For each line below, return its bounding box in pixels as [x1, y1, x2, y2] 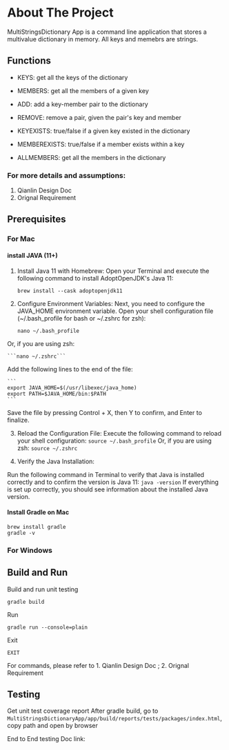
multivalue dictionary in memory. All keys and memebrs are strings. [7, 34, 199, 43]
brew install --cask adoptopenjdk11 [17, 287, 123, 294]
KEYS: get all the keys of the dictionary [17, 73, 128, 81]
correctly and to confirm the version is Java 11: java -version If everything [7, 478, 219, 486]
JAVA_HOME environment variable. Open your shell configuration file [17, 307, 214, 315]
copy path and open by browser [7, 722, 98, 730]
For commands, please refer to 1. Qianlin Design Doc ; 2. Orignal [7, 661, 190, 669]
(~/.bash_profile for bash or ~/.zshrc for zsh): [17, 314, 146, 322]
